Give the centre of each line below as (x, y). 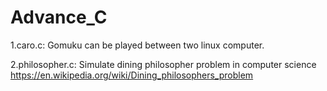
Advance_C (59, 17)
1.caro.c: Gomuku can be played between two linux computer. (137, 45)
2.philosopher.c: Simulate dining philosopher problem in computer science (163, 64)
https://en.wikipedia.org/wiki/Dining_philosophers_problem (132, 75)
